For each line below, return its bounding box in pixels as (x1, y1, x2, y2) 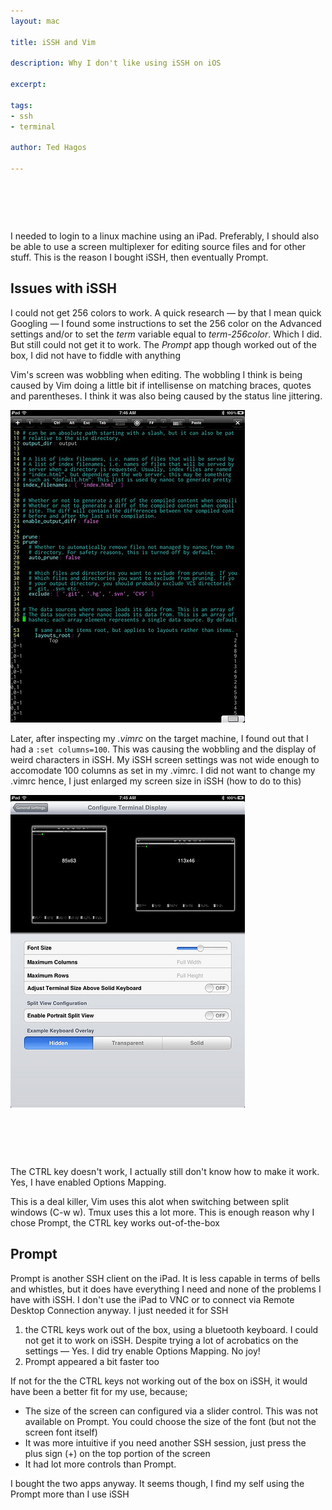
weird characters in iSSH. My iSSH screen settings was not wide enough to (10, 753, 320, 765)
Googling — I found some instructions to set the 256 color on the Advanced (10, 317, 322, 329)
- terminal (10, 121, 56, 132)
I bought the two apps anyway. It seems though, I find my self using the (10, 1477, 305, 1489)
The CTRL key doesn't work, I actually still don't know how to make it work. (10, 1165, 320, 1177)
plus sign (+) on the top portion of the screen (24, 1447, 211, 1459)
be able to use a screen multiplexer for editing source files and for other (10, 241, 307, 252)
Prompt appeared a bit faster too (24, 1355, 160, 1367)
